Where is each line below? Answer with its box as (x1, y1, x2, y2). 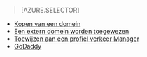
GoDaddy (13, 42, 42, 50)
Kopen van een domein (13, 20, 81, 27)
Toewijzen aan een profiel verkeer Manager (13, 34, 140, 43)
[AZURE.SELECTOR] (20, 6, 80, 14)
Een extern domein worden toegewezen (13, 27, 129, 35)
